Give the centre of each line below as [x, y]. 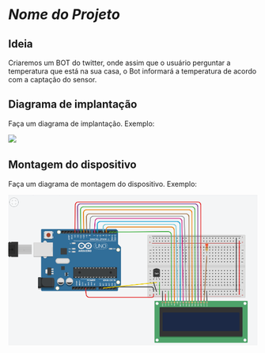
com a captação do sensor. [53, 80]
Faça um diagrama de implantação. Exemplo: [81, 123]
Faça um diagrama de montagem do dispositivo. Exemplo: [103, 184]
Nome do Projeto [64, 15]
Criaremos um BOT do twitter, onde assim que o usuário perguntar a [119, 63]
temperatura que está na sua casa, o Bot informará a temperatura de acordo [132, 71]
